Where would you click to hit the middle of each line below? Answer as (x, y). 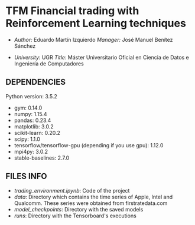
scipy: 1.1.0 (27, 139)
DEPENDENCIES (36, 82)
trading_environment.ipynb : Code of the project (72, 190)
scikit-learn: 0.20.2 (37, 133)
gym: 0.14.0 (28, 108)
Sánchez (25, 46)
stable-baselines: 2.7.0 (42, 158)
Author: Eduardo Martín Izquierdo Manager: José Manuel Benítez (93, 39)
